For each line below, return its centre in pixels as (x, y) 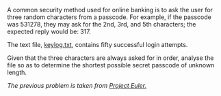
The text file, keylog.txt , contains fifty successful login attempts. (97, 45)
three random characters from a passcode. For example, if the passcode (109, 17)
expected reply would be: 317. (49, 31)
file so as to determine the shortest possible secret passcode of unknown (111, 65)
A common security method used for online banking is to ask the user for (110, 10)
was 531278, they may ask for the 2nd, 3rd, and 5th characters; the (102, 24)
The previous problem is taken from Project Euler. (77, 85)
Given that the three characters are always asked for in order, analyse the (110, 58)
